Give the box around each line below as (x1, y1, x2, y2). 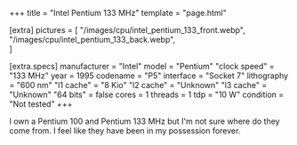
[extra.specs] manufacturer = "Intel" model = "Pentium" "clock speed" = (9, 61, 275, 71)
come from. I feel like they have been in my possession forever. (9, 125, 241, 136)
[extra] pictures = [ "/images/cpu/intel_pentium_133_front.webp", (9, 25, 246, 35)
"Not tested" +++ (9, 99, 73, 109)
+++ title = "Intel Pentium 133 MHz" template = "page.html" (9, 8, 227, 18)
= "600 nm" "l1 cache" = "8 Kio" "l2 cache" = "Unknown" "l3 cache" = (9, 80, 268, 90)
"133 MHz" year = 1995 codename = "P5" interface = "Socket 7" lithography (9, 70, 289, 81)
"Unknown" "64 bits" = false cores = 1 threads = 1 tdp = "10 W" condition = (9, 89, 285, 100)
